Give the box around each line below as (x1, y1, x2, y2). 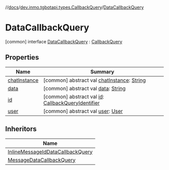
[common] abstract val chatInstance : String (43, 77, 146, 84)
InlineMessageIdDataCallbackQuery (8, 148, 93, 155)
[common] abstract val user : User (43, 107, 123, 115)
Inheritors (5, 125, 37, 133)
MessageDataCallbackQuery (8, 156, 76, 163)
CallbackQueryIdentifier (43, 99, 100, 106)
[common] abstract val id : (43, 93, 105, 100)
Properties (5, 53, 39, 62)
